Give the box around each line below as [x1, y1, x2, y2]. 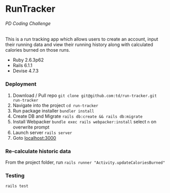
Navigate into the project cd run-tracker [12, 102, 98, 108]
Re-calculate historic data [5, 147, 71, 155]
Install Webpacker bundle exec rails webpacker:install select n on [12, 118, 157, 124]
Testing [5, 172, 25, 179]
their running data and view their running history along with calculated [5, 41, 154, 48]
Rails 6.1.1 [12, 62, 32, 69]
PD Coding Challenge [5, 20, 51, 26]
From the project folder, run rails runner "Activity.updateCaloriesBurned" [5, 159, 165, 165]
